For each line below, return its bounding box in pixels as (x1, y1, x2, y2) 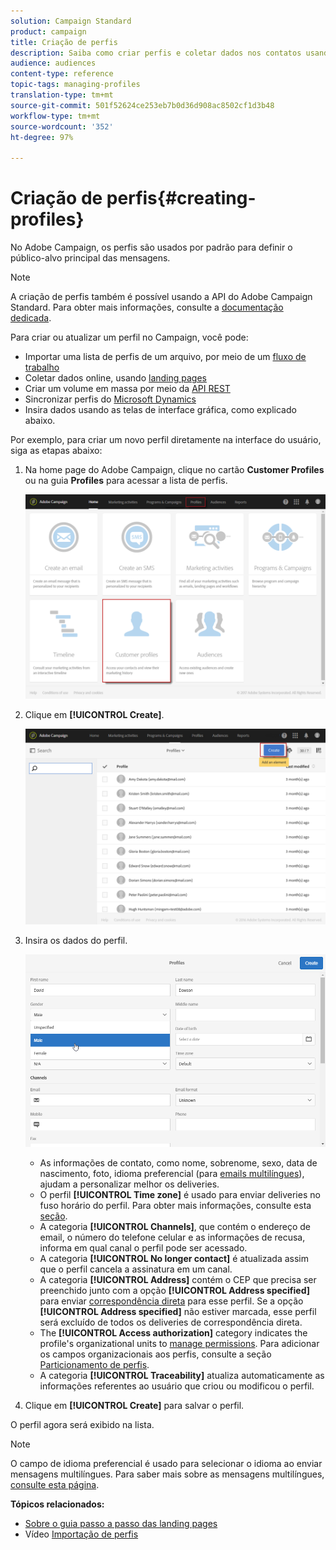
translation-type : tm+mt (10, 90, 114, 100)
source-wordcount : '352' (10, 121, 114, 132)
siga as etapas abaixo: (10, 445, 103, 457)
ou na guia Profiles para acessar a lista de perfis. (24, 475, 228, 487)
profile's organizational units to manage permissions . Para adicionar (39, 1337, 320, 1349)
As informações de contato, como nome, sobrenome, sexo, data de (39, 1156, 318, 1169)
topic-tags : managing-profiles (10, 80, 141, 90)
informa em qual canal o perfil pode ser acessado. (39, 1241, 248, 1254)
